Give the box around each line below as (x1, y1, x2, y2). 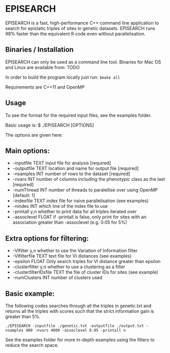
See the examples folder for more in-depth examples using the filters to (5, 337, 155, 343)
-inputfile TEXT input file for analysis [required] (12, 160, 111, 166)
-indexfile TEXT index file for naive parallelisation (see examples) (12, 198, 149, 204)
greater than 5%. (5, 313, 41, 319)
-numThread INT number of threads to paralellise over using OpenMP (12, 187, 158, 193)
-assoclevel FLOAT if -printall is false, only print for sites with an (12, 214, 147, 220)
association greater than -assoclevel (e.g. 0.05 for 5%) (12, 219, 127, 226)
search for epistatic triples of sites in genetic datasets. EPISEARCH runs (5, 25, 156, 31)
